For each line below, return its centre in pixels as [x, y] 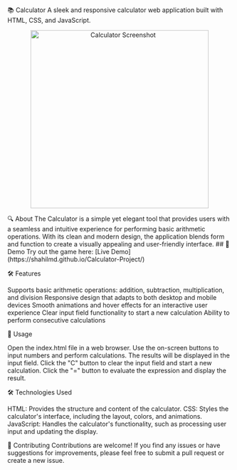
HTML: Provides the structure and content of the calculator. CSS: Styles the [118, 409]
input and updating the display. [53, 432]
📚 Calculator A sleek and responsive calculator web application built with [115, 10]
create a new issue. [36, 460]
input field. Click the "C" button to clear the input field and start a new [110, 363]
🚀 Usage [20, 334]
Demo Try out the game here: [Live [59, 252]
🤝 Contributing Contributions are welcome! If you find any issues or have [114, 445]
